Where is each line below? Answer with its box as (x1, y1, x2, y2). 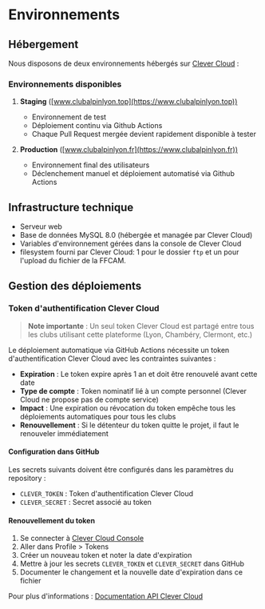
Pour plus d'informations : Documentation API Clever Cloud (8, 591, 204, 601)
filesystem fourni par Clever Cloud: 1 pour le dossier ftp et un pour (19, 247, 239, 257)
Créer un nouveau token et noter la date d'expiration (19, 551, 192, 560)
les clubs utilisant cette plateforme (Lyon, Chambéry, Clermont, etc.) (27, 330, 253, 339)
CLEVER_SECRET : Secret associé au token (19, 498, 152, 507)
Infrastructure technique (8, 200, 134, 214)
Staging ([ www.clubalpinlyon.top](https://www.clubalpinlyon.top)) (19, 97, 238, 106)
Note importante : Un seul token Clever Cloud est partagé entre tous (27, 321, 255, 331)
